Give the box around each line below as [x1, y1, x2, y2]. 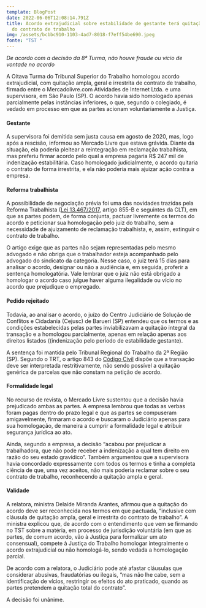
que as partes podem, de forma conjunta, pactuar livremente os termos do [6, 213, 195, 220]
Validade [6, 487, 29, 494]
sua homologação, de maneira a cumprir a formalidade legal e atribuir [6, 422, 183, 429]
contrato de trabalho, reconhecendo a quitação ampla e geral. [6, 473, 163, 480]
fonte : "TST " [6, 37, 43, 44]
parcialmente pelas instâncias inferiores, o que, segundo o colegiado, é [6, 99, 187, 106]
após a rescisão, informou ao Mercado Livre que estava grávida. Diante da [6, 139, 195, 147]
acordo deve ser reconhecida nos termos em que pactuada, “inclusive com [6, 507, 196, 515]
